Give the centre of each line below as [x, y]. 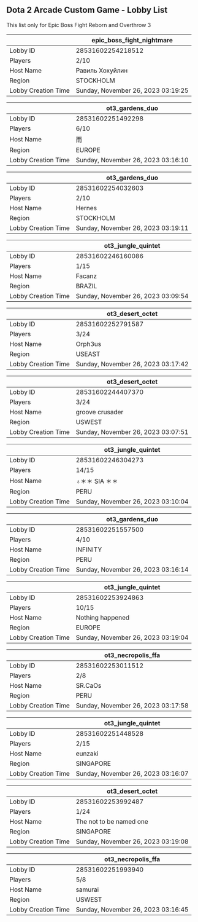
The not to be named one [112, 821]
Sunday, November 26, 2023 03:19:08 [132, 841]
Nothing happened [103, 617]
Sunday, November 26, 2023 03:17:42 [132, 364]
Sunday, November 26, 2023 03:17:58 [132, 705]
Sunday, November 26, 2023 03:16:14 [132, 569]
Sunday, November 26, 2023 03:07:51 [132, 431]
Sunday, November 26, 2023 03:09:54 [132, 296]
